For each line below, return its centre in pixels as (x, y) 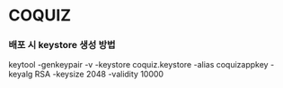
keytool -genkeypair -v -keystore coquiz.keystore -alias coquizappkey (138, 65)
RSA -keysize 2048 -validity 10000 (99, 74)
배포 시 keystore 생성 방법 (62, 45)
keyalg (21, 74)
